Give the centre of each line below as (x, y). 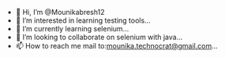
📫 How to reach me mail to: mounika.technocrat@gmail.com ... (117, 46)
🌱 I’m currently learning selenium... (72, 29)
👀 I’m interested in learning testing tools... (83, 20)
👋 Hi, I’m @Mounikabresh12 (60, 12)
